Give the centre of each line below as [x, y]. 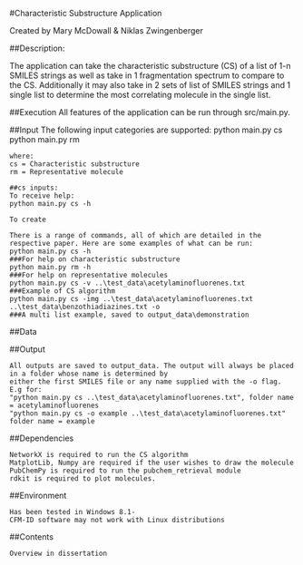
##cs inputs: [34, 188]
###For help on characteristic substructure [95, 259]
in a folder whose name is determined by [89, 374]
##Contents [32, 537]
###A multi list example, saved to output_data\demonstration [129, 315]
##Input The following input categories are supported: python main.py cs [146, 130]
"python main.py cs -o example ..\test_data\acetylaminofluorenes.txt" [147, 414]
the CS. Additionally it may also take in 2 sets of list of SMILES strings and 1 [150, 85]
